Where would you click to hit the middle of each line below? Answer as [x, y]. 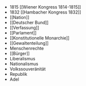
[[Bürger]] [20, 53]
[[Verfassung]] [24, 28]
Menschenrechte [27, 48]
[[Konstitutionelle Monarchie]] [39, 38]
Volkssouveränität [28, 69]
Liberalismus [22, 59]
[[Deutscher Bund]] [29, 22]
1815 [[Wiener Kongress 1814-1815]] [45, 7]
